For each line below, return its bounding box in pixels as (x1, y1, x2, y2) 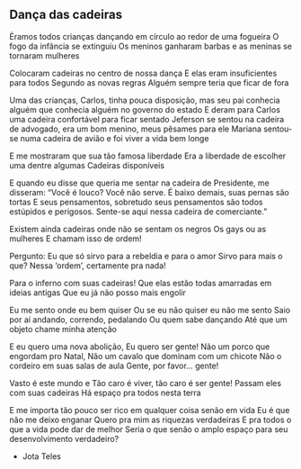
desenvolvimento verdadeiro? (9, 433, 120, 444)
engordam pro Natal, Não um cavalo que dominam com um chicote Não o (9, 350, 282, 361)
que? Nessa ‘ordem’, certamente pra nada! (9, 260, 166, 271)
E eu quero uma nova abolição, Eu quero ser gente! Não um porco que (9, 341, 270, 352)
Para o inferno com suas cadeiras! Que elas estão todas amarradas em (9, 277, 272, 288)
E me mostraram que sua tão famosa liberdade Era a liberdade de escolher (9, 150, 287, 161)
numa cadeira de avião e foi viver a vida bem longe (20, 132, 209, 143)
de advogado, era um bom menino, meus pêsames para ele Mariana (9, 123, 262, 134)
